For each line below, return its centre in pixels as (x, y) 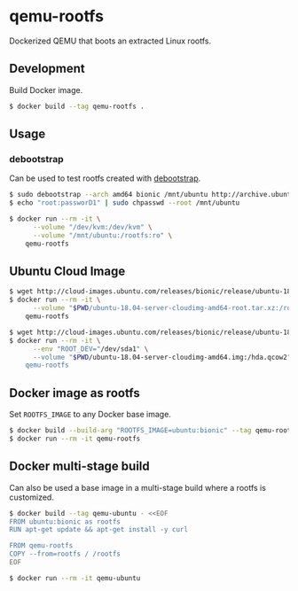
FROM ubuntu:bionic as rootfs (65, 521)
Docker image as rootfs (74, 393)
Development (47, 69)
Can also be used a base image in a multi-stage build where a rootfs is (137, 487)
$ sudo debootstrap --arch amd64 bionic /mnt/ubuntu (109, 195)
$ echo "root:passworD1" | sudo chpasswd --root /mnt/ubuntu (125, 203)
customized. (32, 497)
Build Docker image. (46, 89)
